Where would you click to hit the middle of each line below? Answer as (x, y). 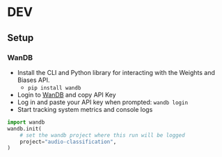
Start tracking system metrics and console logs (85, 109)
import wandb (26, 122)
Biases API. (33, 80)
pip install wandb (54, 88)
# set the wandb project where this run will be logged (103, 135)
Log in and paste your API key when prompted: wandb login (103, 102)
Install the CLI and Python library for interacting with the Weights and (116, 72)
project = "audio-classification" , (68, 142)
